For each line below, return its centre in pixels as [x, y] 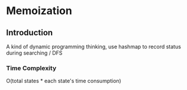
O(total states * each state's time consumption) [64, 81]
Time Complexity [31, 68]
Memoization [39, 11]
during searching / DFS [34, 53]
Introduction [30, 33]
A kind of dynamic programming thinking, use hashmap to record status [94, 46]
